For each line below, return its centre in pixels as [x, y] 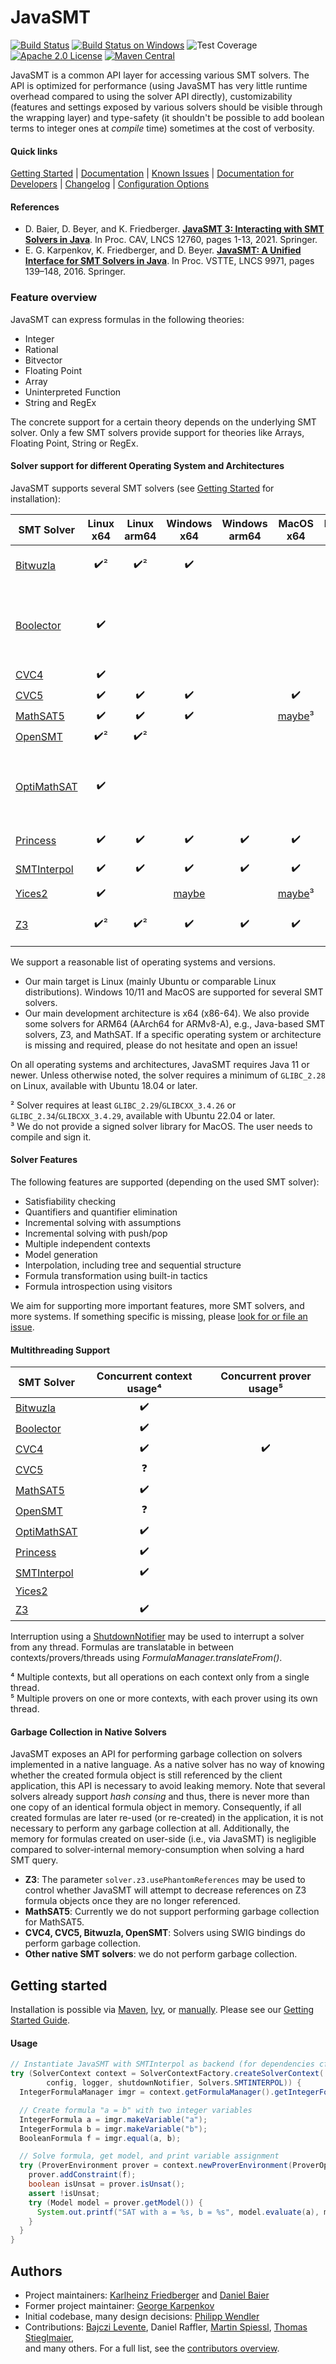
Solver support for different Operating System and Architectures [147, 466]
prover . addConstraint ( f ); [82, 2175]
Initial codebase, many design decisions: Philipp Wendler [142, 2317]
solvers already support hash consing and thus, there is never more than [160, 1797]
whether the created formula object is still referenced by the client [146, 1775]
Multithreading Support [60, 1350]
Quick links [34, 151]
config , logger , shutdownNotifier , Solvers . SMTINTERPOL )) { [174, 2083]
